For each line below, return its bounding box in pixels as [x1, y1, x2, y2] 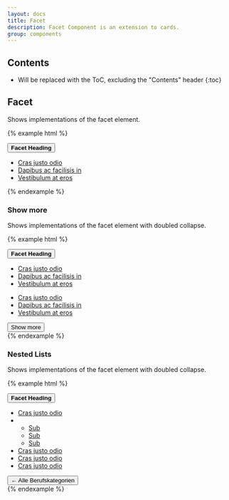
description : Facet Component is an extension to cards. [7, 24, 180, 31]
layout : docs [7, 10, 46, 18]
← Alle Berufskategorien [11, 476, 75, 484]
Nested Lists [7, 350, 52, 360]
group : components [7, 30, 62, 38]
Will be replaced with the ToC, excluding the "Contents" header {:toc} [17, 75, 222, 84]
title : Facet [7, 17, 46, 24]
